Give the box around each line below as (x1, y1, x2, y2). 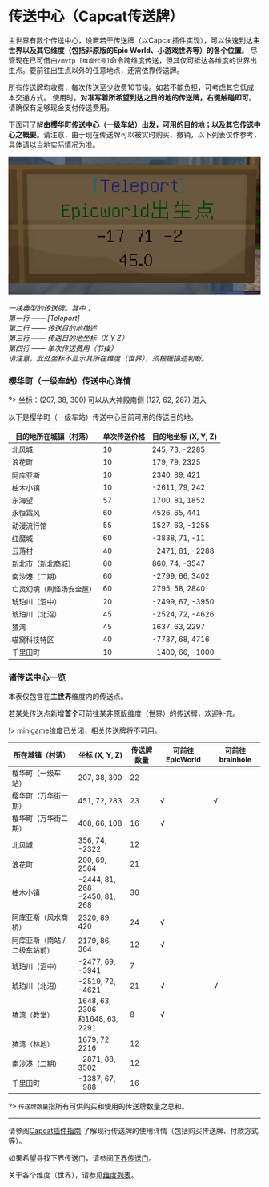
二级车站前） (11, 945, 54, 955)
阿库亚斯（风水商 (11, 913, 68, 922)
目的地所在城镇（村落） (15, 431, 93, 441)
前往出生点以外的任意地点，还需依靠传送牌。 (35, 65, 184, 75)
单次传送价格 (102, 431, 146, 441)
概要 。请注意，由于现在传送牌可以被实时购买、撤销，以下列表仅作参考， (22, 129, 261, 139)
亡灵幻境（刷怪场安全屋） (11, 583, 96, 594)
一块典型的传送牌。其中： (8, 303, 93, 313)
